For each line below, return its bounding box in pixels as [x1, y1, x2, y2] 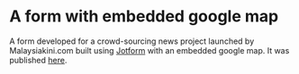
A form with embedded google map [9, 6, 279, 27]
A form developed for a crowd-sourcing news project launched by [9, 36, 255, 46]
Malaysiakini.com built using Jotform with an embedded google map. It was [9, 45, 290, 55]
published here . [9, 54, 68, 65]
